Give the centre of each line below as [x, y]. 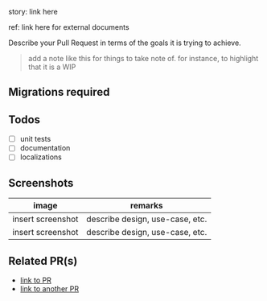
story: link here [33, 12]
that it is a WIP [52, 67]
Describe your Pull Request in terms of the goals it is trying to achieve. [125, 43]
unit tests [35, 139]
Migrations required [59, 92]
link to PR [36, 280]
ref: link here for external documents [69, 27]
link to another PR [49, 289]
